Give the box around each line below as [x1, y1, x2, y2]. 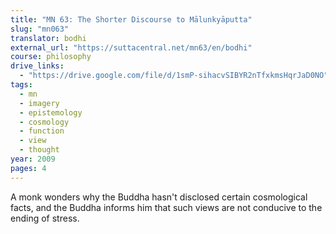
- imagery [19, 98, 60, 108]
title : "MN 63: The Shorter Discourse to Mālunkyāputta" [10, 14, 253, 25]
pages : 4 [10, 163, 47, 173]
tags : [10, 80, 33, 90]
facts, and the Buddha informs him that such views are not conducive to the [10, 201, 323, 213]
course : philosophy [10, 52, 92, 62]
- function [19, 126, 65, 136]
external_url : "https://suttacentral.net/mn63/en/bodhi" [10, 42, 253, 53]
